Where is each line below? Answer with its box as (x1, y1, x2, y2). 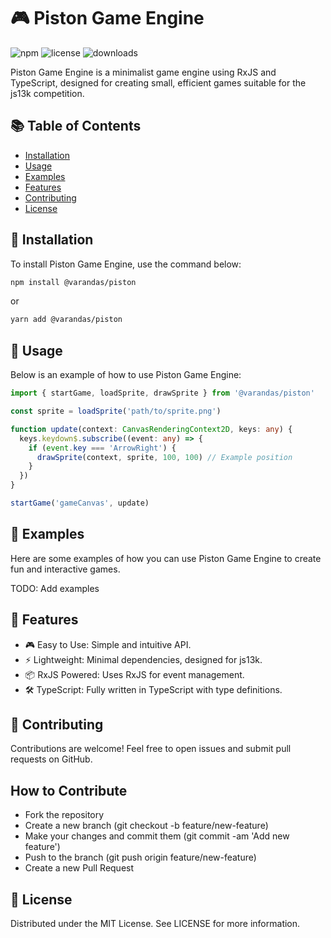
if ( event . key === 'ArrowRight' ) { (28, 443, 177, 453)
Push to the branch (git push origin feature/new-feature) (24, 851, 257, 864)
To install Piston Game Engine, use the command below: (10, 258, 242, 270)
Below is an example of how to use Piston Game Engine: (10, 369, 242, 381)
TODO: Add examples (10, 582, 100, 594)
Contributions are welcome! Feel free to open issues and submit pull (10, 743, 292, 755)
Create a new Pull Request (24, 862, 135, 874)
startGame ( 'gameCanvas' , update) (10, 498, 150, 508)
